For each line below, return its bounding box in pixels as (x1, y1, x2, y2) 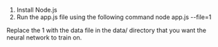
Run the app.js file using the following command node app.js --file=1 (16, 13, 212, 21)
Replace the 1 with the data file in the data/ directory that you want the (6, 27, 207, 34)
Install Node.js (16, 6, 57, 14)
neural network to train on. (6, 33, 82, 42)
